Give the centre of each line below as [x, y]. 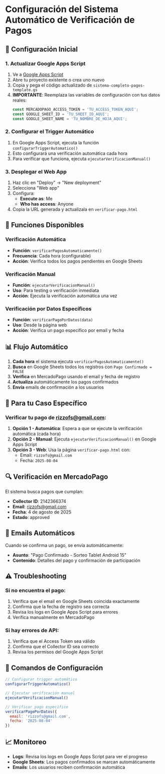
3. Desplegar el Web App [36, 171]
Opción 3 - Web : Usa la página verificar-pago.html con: [71, 450]
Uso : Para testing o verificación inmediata [56, 291]
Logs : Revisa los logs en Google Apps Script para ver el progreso [80, 756]
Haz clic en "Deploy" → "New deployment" [57, 183]
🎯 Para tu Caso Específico [46, 403]
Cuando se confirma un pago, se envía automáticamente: [64, 545]
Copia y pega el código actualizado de [52, 85]
